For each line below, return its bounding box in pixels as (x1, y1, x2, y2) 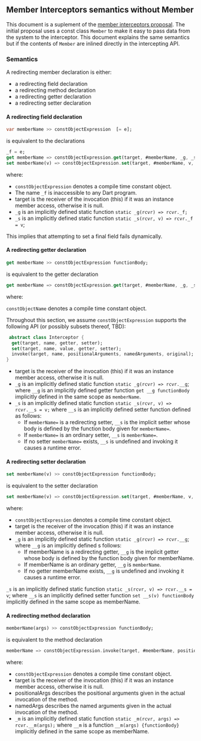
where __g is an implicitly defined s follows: (14, 542, 121, 549)
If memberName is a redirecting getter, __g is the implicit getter (23, 548, 179, 555)
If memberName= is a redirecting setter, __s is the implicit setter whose (23, 419, 190, 426)
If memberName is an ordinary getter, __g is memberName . (23, 561, 162, 569)
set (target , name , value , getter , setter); (11, 346, 121, 352)
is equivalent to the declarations (6, 138, 85, 145)
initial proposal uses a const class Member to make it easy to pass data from (6, 27, 190, 34)
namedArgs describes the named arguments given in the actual (14, 703, 172, 710)
